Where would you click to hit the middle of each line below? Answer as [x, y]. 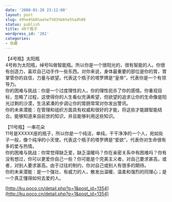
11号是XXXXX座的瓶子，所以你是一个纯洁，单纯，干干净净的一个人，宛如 [82, 133]
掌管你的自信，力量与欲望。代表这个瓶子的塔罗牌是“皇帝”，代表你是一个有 [84, 78]
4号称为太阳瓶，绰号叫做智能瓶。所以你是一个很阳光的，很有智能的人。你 [83, 65]
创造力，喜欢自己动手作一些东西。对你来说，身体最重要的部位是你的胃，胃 [88, 71]
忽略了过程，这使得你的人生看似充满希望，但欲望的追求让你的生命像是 [88, 97]
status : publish [23, 24]
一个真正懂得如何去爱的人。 [35, 178]
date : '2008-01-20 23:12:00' [36, 10]
